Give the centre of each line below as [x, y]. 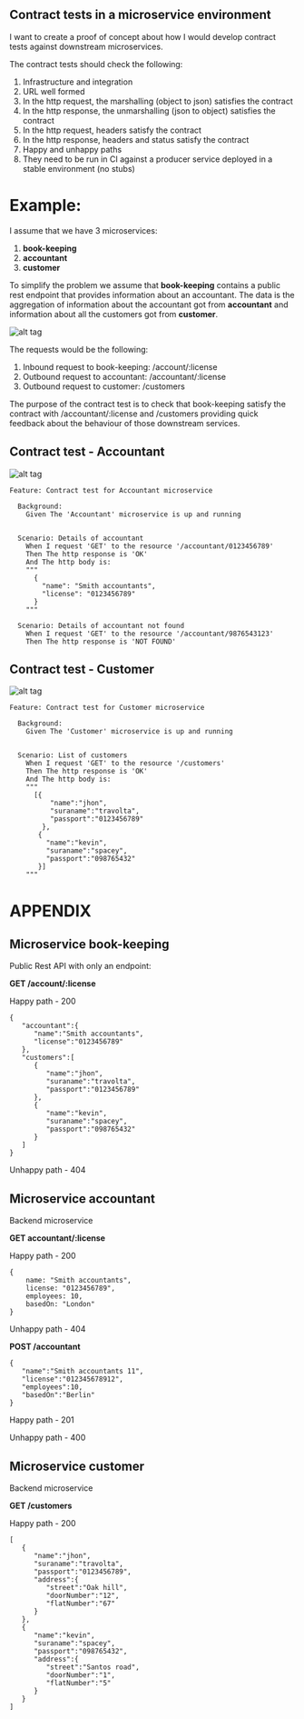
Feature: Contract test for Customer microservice [107, 708]
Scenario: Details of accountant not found [101, 625]
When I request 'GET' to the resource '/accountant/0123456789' [150, 546]
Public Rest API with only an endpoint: [80, 966]
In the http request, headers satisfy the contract [112, 130]
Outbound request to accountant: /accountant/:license [124, 376]
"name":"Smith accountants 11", [83, 1372]
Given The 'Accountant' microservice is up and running [134, 514]
